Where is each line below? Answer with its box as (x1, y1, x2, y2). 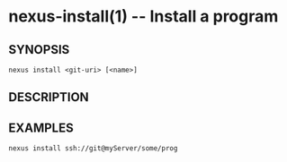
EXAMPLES (8, 120, 74, 135)
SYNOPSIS (8, 42, 70, 57)
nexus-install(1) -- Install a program (8, 6, 279, 27)
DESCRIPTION (8, 90, 89, 105)
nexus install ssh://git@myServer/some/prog (8, 144, 178, 153)
